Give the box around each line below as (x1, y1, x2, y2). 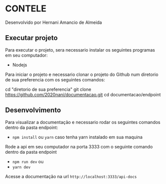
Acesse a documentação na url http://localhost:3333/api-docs (5, 173, 137, 179)
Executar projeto (5, 34, 58, 42)
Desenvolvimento (5, 106, 61, 115)
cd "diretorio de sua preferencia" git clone (5, 86, 91, 92)
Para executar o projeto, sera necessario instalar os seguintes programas (5, 47, 155, 53)
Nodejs (12, 61, 27, 67)
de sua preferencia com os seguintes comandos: (5, 76, 105, 82)
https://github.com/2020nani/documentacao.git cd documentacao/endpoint (5, 91, 161, 97)
